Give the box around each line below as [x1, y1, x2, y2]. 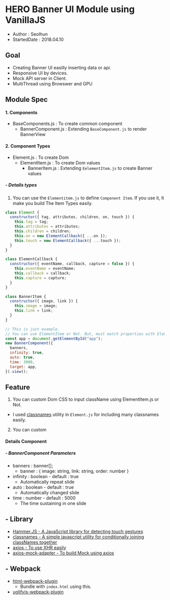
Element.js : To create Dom [12, 154, 69, 160]
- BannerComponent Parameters [5, 450, 76, 456]
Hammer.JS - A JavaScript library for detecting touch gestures [12, 528, 143, 534]
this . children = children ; [14, 229, 71, 234]
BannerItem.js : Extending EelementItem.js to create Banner [27, 165, 153, 171]
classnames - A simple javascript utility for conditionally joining [12, 534, 144, 540]
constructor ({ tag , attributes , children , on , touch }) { [10, 215, 135, 220]
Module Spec [5, 95, 48, 104]
